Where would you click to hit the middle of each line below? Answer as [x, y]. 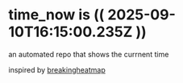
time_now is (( [56, 15]
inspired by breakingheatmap [57, 69]
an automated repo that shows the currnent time [89, 54]
